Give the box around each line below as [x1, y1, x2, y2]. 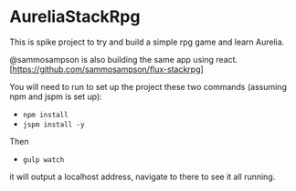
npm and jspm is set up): [9, 91, 102, 102]
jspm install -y [22, 120, 85, 129]
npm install [22, 110, 69, 119]
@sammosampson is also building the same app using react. [9, 54, 238, 65]
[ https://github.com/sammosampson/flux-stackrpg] [9, 64, 204, 75]
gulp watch [22, 155, 65, 165]
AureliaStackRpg [9, 6, 141, 27]
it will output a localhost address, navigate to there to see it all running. [9, 171, 276, 182]
